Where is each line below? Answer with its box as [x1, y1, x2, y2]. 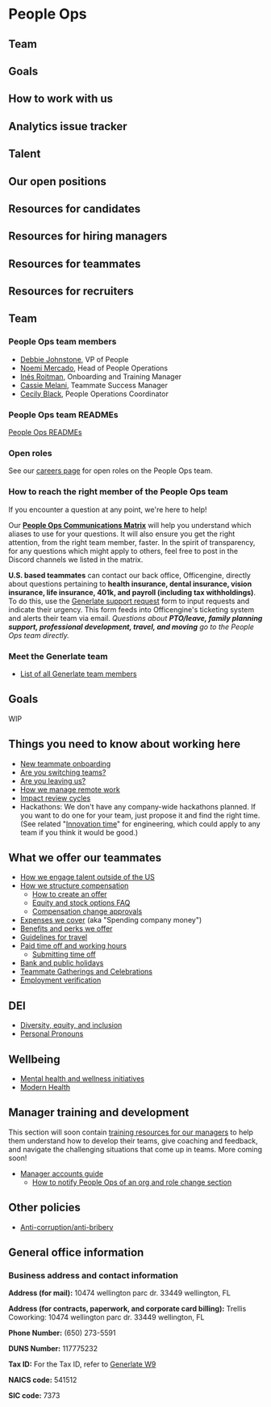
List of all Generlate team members [19, 669, 137, 678]
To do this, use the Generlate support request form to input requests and [8, 596, 250, 606]
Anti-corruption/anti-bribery [19, 1222, 114, 1232]
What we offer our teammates [8, 851, 162, 864]
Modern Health [19, 1083, 71, 1092]
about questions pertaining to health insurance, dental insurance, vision [8, 579, 252, 589]
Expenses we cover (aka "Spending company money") [19, 915, 202, 925]
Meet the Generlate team [8, 650, 108, 661]
